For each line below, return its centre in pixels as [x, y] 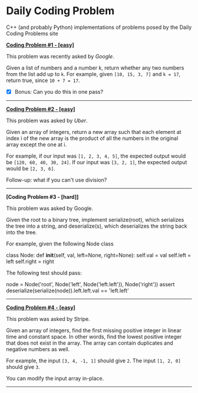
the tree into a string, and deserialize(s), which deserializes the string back [97, 226]
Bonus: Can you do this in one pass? [59, 91]
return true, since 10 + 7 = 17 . [43, 80]
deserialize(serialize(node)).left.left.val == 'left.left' [68, 291]
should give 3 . [23, 367]
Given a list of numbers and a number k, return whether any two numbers [95, 68]
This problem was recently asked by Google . [60, 56]
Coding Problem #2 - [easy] [41, 109]
